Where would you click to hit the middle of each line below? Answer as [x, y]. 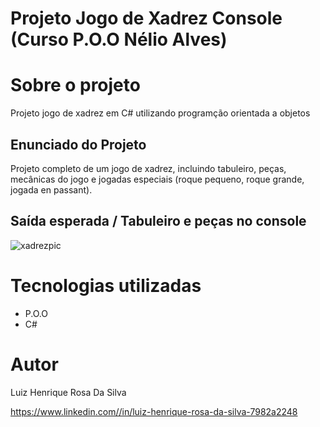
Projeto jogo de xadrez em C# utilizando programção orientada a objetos [160, 113]
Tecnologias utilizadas [106, 285]
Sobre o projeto [75, 85]
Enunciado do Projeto [78, 144]
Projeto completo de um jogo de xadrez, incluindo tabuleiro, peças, [148, 168]
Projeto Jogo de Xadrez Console [146, 18]
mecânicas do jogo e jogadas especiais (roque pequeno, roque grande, [157, 179]
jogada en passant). [51, 189]
